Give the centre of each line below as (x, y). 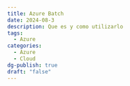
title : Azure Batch (36, 14)
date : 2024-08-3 (31, 20)
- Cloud (25, 59)
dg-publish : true (32, 65)
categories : (24, 46)
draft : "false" (29, 71)
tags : (15, 33)
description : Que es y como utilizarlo (65, 26)
